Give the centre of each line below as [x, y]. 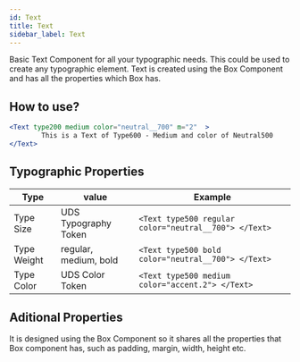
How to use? [45, 107]
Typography [86, 223]
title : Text [31, 26]
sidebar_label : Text [48, 34]
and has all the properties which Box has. [85, 79]
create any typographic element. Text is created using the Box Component [146, 69]
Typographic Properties [77, 172]
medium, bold [90, 260]
